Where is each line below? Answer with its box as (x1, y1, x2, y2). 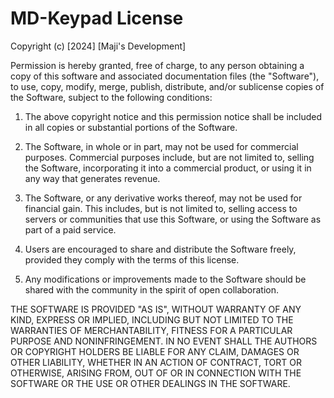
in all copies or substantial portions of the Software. (24, 121, 238, 133)
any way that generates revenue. (24, 172, 161, 184)
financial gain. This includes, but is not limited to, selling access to (24, 202, 298, 214)
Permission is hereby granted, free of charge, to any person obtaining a (10, 59, 305, 71)
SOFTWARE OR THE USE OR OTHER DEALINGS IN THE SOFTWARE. (10, 377, 291, 389)
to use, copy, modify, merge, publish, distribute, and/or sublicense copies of (10, 80, 325, 92)
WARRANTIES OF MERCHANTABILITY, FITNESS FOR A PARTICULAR (10, 324, 293, 336)
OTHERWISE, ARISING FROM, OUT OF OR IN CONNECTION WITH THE (10, 367, 302, 379)
